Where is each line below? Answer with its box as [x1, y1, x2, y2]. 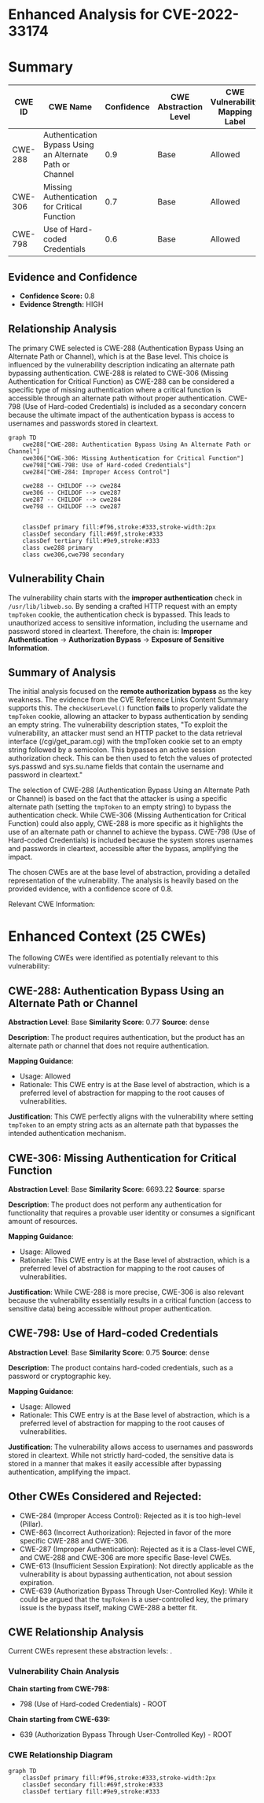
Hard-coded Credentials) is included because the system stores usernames [8, 835, 254, 845]
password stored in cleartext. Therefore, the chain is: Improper [8, 626, 212, 636]
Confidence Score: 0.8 [19, 291, 95, 300]
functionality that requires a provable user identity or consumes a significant [8, 1208, 255, 1217]
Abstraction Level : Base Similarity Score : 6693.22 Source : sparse [8, 1184, 225, 1193]
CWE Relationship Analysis [8, 1625, 144, 1639]
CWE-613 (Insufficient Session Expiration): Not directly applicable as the [19, 1561, 254, 1570]
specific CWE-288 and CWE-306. [19, 1536, 130, 1545]
